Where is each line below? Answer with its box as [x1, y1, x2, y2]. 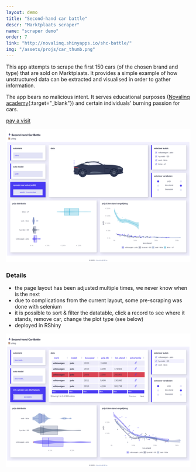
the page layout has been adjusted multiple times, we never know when [14, 285, 188, 292]
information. [6, 82, 36, 89]
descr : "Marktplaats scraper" [6, 22, 80, 28]
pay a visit [6, 117, 31, 124]
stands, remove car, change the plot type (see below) [14, 316, 144, 323]
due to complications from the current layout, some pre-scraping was [14, 297, 183, 304]
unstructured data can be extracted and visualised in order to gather [6, 76, 171, 83]
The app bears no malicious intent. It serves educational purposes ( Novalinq [6, 93, 190, 100]
